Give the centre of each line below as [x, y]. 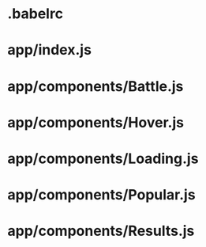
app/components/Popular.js [101, 195]
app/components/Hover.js [96, 122]
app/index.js [50, 50]
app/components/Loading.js [103, 158]
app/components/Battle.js [96, 86]
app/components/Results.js [101, 231]
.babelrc [36, 14]
